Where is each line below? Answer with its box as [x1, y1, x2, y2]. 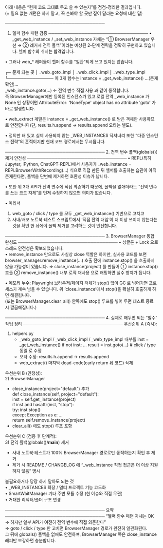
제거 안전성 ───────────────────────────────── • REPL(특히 [5, 155, 152, 161]
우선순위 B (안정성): [5, 370, 42, 376]
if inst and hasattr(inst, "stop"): [12, 402, 74, 407]
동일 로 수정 [19, 348, 42, 353]
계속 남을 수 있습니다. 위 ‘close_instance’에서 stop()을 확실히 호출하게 [18, 286, 151, 292]
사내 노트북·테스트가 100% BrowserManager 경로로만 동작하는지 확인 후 [12, 450, 150, 455]
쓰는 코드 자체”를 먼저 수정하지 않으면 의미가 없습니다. [10, 190, 112, 196]
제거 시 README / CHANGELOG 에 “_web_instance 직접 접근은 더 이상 [12, 462, 149, 468]
